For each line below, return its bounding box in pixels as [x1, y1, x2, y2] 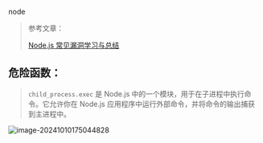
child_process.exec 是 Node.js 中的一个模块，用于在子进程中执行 [27, 88, 245, 99]
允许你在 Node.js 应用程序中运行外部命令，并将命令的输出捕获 [49, 99, 256, 108]
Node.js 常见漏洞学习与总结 [27, 40, 120, 50]
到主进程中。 [27, 108, 71, 119]
